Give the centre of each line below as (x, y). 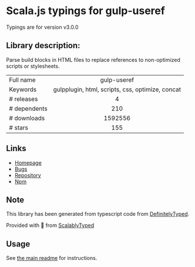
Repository (28, 175)
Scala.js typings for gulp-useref (86, 11)
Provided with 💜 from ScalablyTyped (50, 225)
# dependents (28, 108)
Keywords (23, 89)
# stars (19, 128)
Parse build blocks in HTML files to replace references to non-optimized (93, 59)
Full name (23, 79)
